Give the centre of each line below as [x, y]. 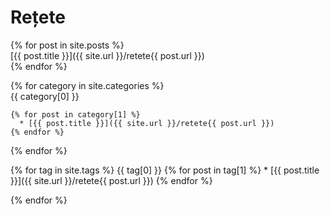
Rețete [38, 17]
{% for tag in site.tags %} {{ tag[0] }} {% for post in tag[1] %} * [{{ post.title [165, 170]
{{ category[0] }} [45, 96]
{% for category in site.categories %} [87, 85]
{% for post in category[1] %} [75, 114]
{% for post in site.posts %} [67, 45]
